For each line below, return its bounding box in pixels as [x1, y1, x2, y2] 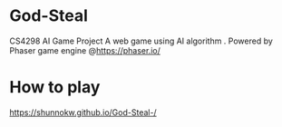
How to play [9, 77, 101, 98]
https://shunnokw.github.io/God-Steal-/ [9, 106, 157, 118]
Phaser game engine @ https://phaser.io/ [9, 44, 161, 55]
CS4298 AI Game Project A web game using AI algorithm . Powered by [9, 35, 274, 46]
